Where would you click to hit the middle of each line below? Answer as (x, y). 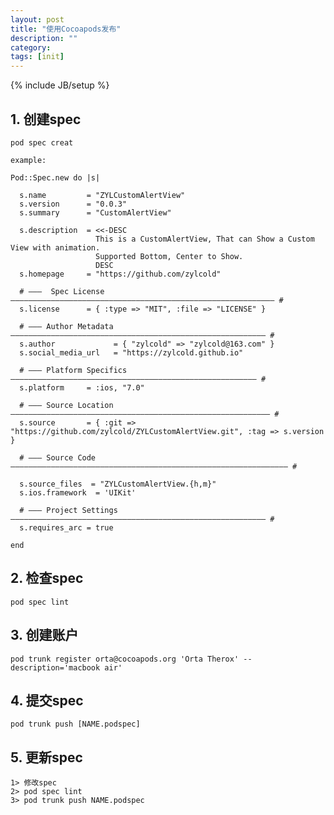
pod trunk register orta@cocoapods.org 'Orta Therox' (125, 659)
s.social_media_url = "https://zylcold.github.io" (131, 352)
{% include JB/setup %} (60, 85)
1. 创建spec (46, 119)
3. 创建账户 (44, 635)
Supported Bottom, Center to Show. (169, 256)
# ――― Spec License (62, 291)
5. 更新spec (46, 757)
